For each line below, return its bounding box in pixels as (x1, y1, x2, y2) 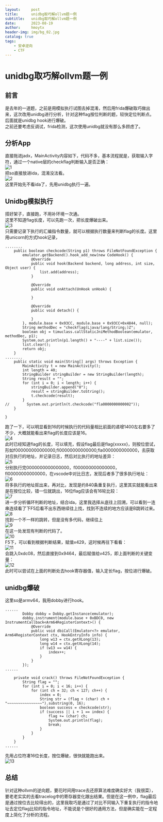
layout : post (5, 7, 40, 12)
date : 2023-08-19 (5, 20, 53, 26)
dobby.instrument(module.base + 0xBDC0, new (22, 615, 114, 620)
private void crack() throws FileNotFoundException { (14, 675, 125, 680)
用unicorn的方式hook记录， (5, 234, 60, 240)
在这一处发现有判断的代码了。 (5, 528, 65, 534)
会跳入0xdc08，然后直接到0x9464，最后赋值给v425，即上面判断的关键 (5, 551, 148, 556)
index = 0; (39, 692, 62, 697)
